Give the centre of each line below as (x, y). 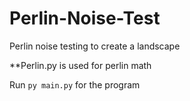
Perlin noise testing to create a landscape (95, 46)
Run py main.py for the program (75, 84)
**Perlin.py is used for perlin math (80, 65)
